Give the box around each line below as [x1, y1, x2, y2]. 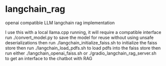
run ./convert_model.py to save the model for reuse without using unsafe [5, 34, 154, 40]
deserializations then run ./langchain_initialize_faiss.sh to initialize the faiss [5, 39, 158, 45]
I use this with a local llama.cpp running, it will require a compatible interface [5, 29, 162, 35]
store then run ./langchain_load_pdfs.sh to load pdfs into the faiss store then [5, 45, 161, 51]
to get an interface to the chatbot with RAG [5, 55, 93, 61]
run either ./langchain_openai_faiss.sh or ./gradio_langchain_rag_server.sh [5, 50, 157, 56]
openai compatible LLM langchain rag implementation [5, 20, 115, 26]
